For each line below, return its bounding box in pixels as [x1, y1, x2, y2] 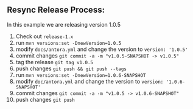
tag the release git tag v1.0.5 [15, 58, 94, 65]
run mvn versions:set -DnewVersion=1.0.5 [15, 39, 122, 46]
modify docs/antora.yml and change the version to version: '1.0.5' [15, 45, 188, 53]
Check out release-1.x [15, 33, 74, 40]
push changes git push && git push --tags [15, 65, 127, 72]
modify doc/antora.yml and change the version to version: [15, 78, 164, 85]
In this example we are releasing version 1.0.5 [7, 21, 121, 28]
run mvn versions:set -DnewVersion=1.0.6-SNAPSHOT [15, 71, 146, 78]
